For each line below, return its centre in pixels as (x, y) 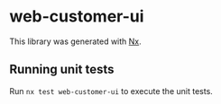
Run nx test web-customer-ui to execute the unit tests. (111, 91)
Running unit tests (62, 69)
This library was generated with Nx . (75, 41)
